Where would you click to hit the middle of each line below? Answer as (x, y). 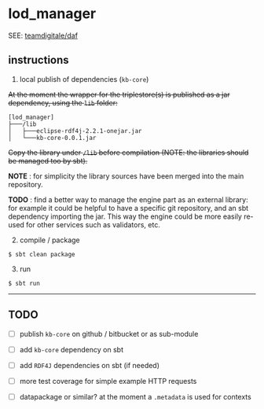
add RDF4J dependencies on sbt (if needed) (89, 365)
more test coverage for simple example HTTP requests (108, 381)
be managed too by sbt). (48, 160)
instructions (38, 60)
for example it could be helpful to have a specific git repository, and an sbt (128, 208)
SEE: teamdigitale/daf (43, 35)
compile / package (49, 240)
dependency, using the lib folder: (63, 102)
